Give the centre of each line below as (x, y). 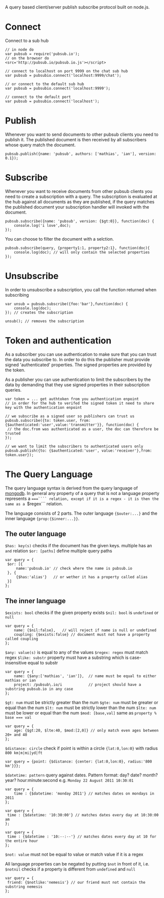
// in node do (20, 49)
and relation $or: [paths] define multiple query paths (59, 551)
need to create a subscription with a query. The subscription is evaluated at (81, 196)
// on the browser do (27, 58)
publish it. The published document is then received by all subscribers (76, 139)
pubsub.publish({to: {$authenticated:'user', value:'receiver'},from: (79, 450)
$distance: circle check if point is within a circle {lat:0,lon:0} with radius (82, 748)
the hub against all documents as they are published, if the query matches (80, 202)
